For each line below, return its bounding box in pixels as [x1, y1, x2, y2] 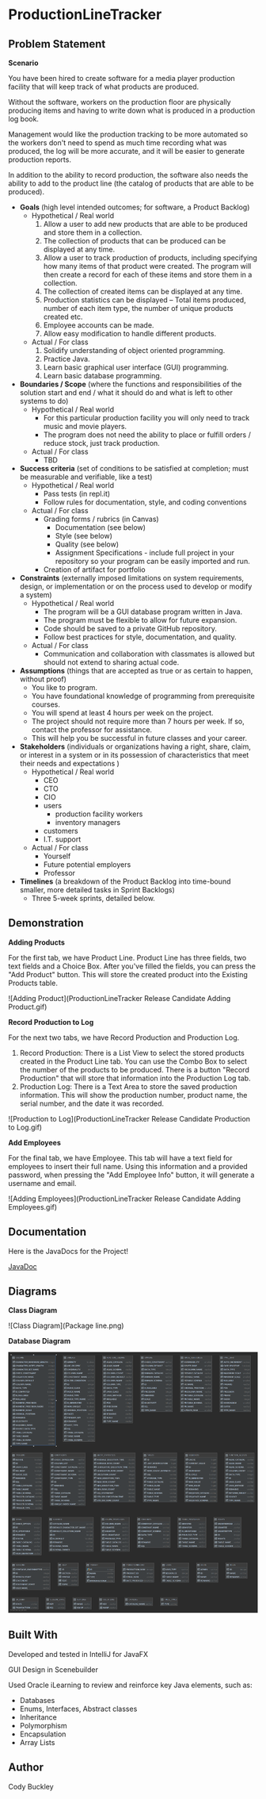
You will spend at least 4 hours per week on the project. [31, 708, 214, 717]
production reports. [8, 155, 71, 164]
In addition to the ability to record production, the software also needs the [8, 171, 249, 179]
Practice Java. [43, 355, 90, 363]
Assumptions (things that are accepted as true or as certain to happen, [19, 666, 253, 675]
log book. [8, 114, 40, 124]
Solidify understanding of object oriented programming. [43, 346, 226, 355]
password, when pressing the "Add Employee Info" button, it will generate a [8, 1170, 255, 1180]
